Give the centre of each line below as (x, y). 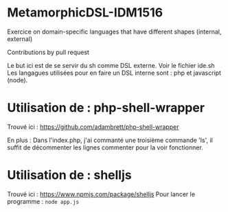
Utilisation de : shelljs (69, 175)
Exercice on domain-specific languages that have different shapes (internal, (114, 32)
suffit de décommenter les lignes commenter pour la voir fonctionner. (105, 147)
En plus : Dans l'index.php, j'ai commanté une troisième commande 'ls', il (110, 140)
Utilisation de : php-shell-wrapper (106, 108)
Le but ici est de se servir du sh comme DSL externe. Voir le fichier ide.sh (111, 65)
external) (20, 38)
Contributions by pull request (48, 52)
